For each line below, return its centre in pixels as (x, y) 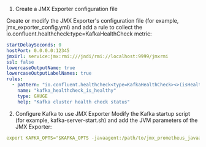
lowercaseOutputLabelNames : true (49, 73)
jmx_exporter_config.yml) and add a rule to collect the (74, 27)
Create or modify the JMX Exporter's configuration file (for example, (93, 21)
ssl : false (20, 62)
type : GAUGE (32, 96)
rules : (15, 79)
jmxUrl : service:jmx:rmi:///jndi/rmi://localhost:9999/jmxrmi (87, 56)
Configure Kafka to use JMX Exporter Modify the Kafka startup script (103, 113)
